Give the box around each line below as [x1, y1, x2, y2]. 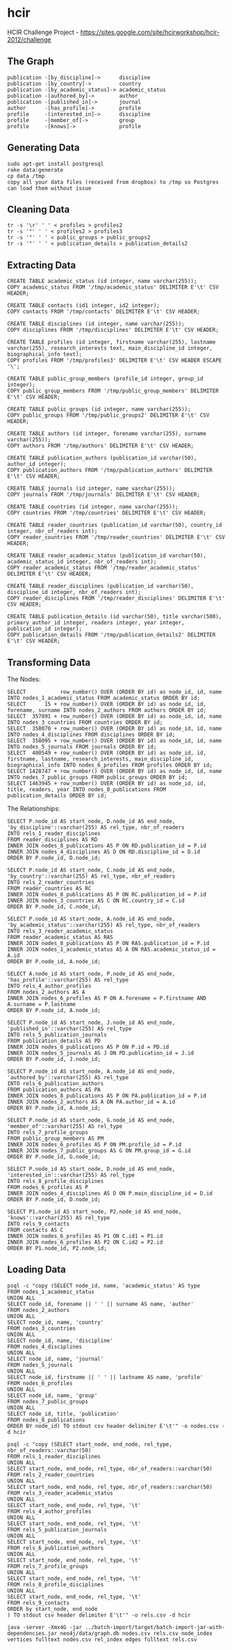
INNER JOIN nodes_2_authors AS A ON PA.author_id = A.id [7, 1099, 176, 1106]
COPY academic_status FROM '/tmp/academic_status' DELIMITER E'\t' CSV [7, 284, 219, 291]
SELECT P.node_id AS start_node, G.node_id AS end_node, [7, 1117, 176, 1124]
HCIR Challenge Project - [7, 28, 79, 36]
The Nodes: [7, 675, 41, 683]
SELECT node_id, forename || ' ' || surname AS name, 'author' [7, 1300, 194, 1308]
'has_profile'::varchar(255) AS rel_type [7, 977, 129, 984]
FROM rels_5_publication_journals [7, 1526, 108, 1533]
